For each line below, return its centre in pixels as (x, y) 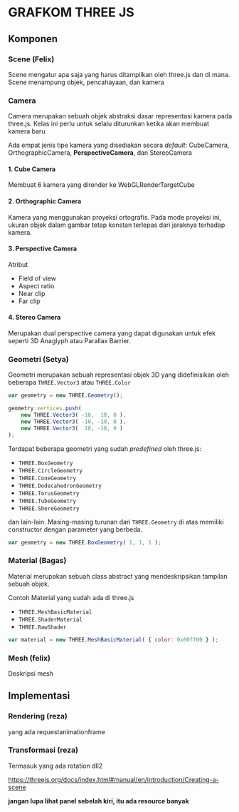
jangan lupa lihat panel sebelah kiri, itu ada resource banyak (99, 801)
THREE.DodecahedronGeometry (60, 486)
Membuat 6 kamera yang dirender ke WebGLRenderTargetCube (101, 185)
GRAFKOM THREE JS (71, 12)
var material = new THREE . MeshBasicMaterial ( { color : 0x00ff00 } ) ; (113, 639)
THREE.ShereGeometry (49, 508)
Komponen (33, 39)
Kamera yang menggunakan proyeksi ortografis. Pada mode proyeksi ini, (115, 217)
